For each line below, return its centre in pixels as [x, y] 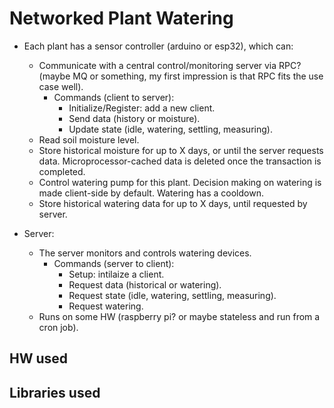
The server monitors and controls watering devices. [145, 253]
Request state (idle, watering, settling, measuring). [172, 295]
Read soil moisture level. [89, 139]
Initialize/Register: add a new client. [142, 108]
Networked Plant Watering [121, 18]
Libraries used [55, 392]
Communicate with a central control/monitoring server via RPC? [170, 65]
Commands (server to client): [114, 263]
